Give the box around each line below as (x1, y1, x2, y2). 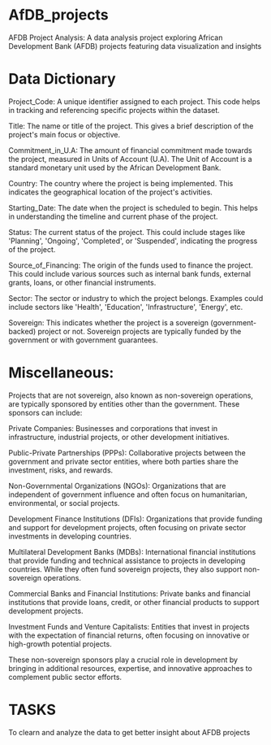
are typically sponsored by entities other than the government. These (8, 399, 240, 408)
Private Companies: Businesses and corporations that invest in (8, 423, 218, 433)
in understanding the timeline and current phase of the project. (8, 211, 218, 221)
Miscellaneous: (8, 364, 114, 382)
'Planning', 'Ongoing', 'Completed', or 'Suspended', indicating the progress (8, 236, 258, 246)
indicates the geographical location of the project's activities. (8, 187, 213, 197)
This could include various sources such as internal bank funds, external (8, 268, 252, 278)
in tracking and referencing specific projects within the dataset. (8, 105, 221, 115)
